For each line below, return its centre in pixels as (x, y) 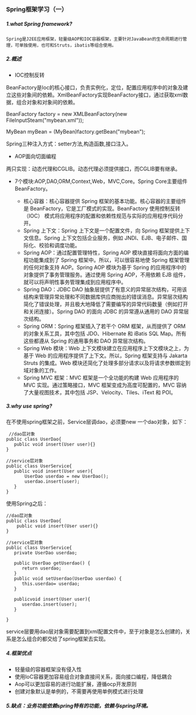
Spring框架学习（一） (37, 9)
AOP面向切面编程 (36, 156)
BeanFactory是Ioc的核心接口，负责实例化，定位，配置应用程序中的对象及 (94, 87)
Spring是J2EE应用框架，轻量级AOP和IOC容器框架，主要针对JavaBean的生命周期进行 (94, 39)
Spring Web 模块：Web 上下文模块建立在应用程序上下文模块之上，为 (106, 348)
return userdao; (41, 568)
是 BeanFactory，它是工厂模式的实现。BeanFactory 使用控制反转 (102, 208)
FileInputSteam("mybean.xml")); (45, 120)
